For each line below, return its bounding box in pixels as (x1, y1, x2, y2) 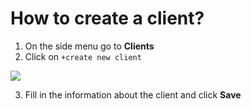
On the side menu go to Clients (24, 40, 155, 52)
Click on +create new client (24, 50, 142, 62)
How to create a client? (10, 7, 205, 30)
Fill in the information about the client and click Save (24, 88, 242, 101)
